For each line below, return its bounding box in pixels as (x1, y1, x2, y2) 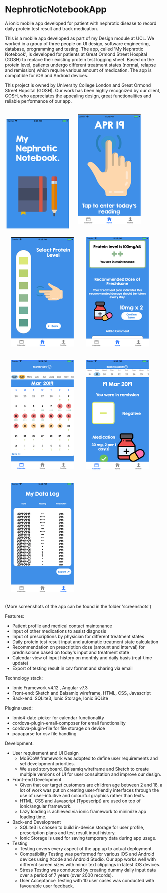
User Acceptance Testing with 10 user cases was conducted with (19, 877, 155, 883)
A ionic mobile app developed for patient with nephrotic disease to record (5, 20, 157, 26)
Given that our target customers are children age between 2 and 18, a (19, 782, 163, 788)
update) (12, 660, 29, 666)
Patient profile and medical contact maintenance (12, 623, 112, 629)
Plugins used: (5, 705, 33, 711)
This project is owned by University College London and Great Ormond (5, 82, 151, 88)
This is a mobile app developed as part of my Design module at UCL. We (5, 35, 154, 41)
